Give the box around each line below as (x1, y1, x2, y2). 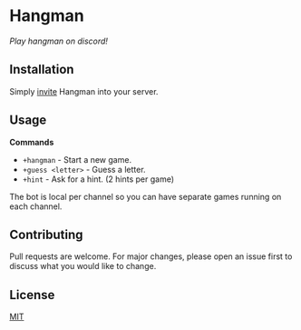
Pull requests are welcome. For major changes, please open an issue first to (9, 251, 293, 262)
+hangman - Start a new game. (22, 154, 132, 165)
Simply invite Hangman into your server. (9, 85, 159, 96)
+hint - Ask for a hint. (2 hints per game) (22, 174, 175, 185)
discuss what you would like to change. (9, 261, 157, 272)
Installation (9, 62, 74, 77)
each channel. (9, 201, 63, 212)
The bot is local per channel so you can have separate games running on (9, 191, 282, 202)
